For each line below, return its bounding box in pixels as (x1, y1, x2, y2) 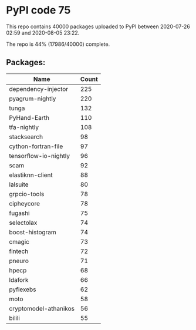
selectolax (9, 218, 38, 227)
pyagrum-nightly (9, 95, 56, 103)
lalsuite (9, 180, 29, 188)
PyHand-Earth (9, 113, 50, 122)
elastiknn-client (9, 171, 53, 179)
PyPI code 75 (6, 4, 71, 17)
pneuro (9, 257, 29, 265)
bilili (9, 314, 21, 322)
